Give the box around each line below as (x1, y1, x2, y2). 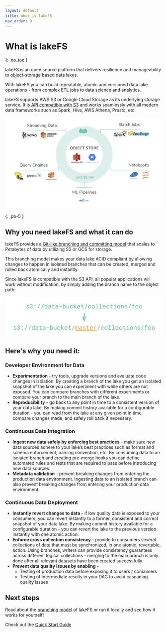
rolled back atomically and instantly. (5, 266, 79, 272)
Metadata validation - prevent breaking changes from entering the (12, 471, 150, 477)
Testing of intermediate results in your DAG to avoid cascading (19, 574, 148, 580)
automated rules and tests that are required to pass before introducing (12, 460, 157, 466)
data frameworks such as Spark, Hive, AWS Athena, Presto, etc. (5, 107, 136, 113)
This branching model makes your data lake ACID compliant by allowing (5, 256, 152, 262)
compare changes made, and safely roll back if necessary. (12, 415, 133, 421)
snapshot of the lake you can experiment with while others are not (12, 383, 148, 389)
